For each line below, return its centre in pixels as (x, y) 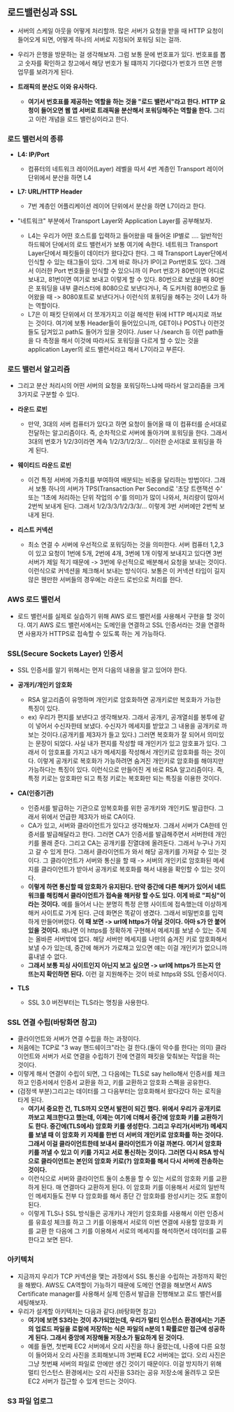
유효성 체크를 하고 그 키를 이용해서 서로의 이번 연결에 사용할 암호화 (126, 1223)
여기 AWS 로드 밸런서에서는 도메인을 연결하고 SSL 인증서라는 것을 (117, 625)
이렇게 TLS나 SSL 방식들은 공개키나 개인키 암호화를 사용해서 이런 (116, 1213)
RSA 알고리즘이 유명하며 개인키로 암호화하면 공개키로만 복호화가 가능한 (124, 700)
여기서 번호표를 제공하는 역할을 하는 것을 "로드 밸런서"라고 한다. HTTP (123, 101)
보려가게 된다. (55, 71)
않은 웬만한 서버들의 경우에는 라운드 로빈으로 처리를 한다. (105, 579)
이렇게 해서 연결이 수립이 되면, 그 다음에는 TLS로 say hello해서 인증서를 (115, 1074)
